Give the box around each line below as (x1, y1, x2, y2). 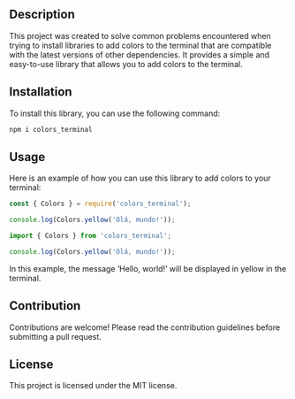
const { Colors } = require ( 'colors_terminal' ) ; (9, 199, 192, 209)
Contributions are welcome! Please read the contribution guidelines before (9, 322, 281, 333)
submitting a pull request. (9, 331, 102, 341)
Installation (9, 84, 72, 100)
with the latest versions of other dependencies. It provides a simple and (9, 49, 270, 60)
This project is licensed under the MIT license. (9, 380, 178, 391)
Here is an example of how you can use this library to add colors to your (9, 173, 271, 184)
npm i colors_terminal (9, 125, 93, 134)
